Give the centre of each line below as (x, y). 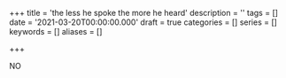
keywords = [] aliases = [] (56, 31)
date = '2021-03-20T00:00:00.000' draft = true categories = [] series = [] (143, 22)
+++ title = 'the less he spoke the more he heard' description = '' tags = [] (144, 13)
